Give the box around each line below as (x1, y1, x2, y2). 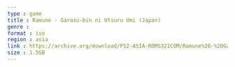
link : (7, 43, 27, 50)
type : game (7, 10, 42, 17)
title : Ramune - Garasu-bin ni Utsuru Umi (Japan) (7, 17, 161, 24)
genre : (7, 23, 30, 30)
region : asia (7, 36, 49, 43)
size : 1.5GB (7, 50, 45, 57)
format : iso (7, 29, 45, 37)
